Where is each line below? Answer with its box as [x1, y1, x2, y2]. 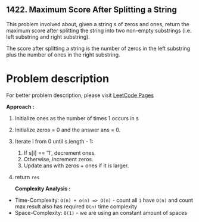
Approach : [6, 103, 35, 110]
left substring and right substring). [6, 33, 91, 40]
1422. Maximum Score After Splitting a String [6, 5, 177, 15]
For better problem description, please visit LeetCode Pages [6, 92, 154, 99]
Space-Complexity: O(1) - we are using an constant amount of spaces [14, 209, 188, 216]
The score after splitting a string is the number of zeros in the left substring [6, 45, 191, 52]
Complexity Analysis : [14, 185, 71, 192]
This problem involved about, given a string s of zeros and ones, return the [6, 20, 189, 27]
